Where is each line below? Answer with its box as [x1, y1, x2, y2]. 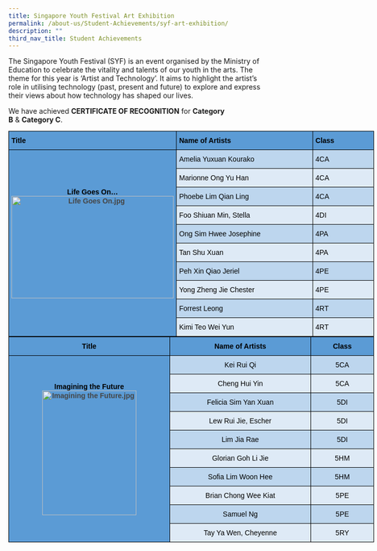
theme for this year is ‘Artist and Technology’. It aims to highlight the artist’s [8, 73, 258, 83]
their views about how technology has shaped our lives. [8, 90, 193, 101]
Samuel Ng [222, 510, 259, 519]
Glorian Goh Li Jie [212, 453, 269, 463]
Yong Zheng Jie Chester [179, 286, 255, 294]
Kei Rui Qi [224, 361, 256, 369]
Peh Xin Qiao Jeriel [179, 267, 240, 276]
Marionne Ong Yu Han [179, 173, 250, 182]
